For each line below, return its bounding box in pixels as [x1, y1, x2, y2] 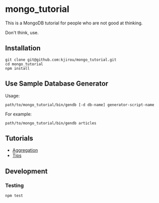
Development [5, 167, 48, 175]
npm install [5, 66, 30, 71]
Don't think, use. [5, 29, 39, 35]
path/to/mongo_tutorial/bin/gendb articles [5, 120, 97, 125]
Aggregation [12, 147, 38, 153]
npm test [5, 193, 23, 199]
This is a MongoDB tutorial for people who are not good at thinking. [5, 20, 143, 26]
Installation [5, 44, 41, 53]
